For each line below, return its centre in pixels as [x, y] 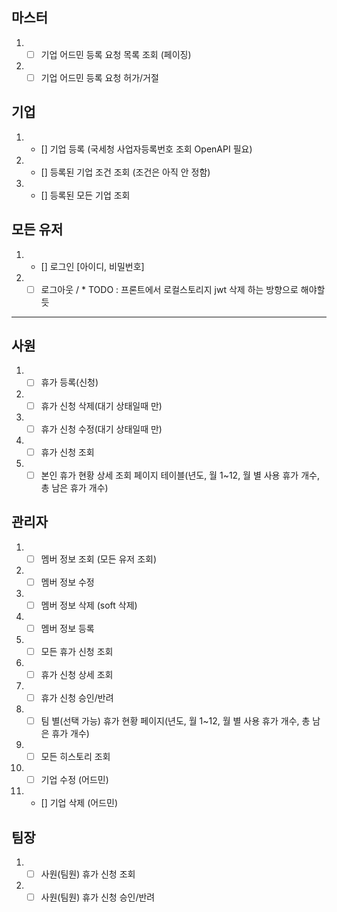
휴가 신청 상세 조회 [77, 674]
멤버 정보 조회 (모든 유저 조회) [99, 559]
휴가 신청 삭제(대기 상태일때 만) [101, 405]
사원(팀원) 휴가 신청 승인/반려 [98, 897]
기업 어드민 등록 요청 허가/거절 [99, 77]
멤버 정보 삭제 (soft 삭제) [89, 605]
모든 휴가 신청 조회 [77, 651]
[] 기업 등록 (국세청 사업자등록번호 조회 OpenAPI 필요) [146, 149]
